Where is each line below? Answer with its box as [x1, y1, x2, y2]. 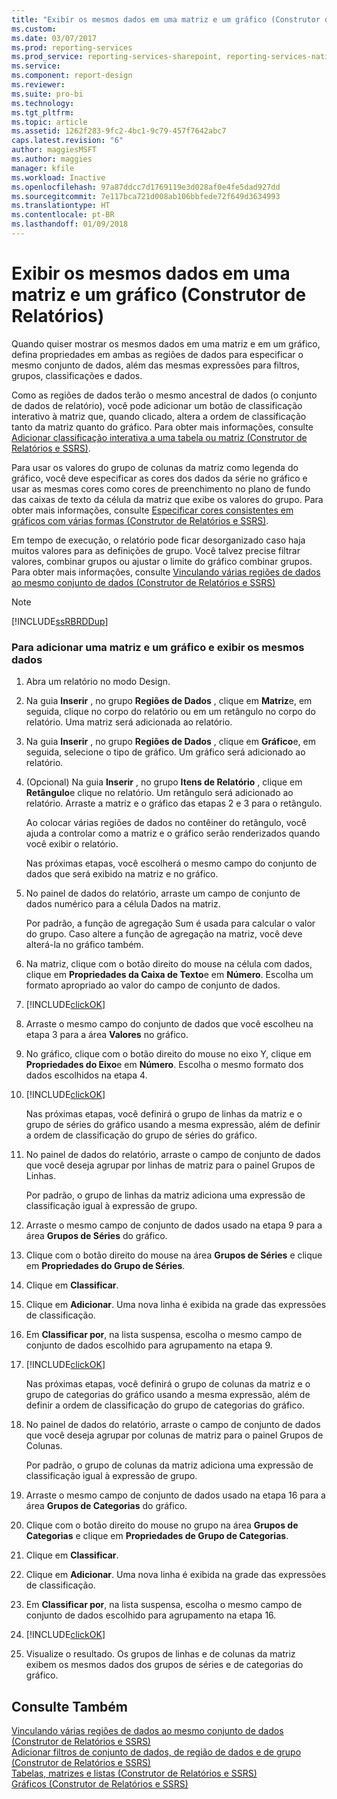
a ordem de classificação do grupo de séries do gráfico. [25, 1129, 258, 1141]
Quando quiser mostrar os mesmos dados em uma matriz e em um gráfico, [11, 337, 321, 350]
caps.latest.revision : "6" [11, 136, 124, 146]
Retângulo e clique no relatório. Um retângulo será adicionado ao [25, 787, 294, 799]
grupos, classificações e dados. [11, 369, 143, 381]
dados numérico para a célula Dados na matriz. [25, 898, 221, 910]
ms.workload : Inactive [11, 172, 106, 183]
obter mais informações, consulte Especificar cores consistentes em [11, 504, 294, 516]
